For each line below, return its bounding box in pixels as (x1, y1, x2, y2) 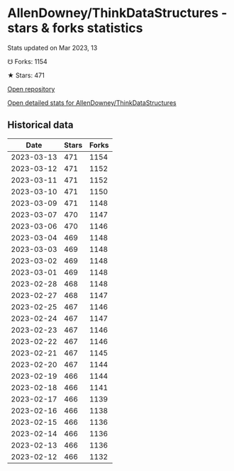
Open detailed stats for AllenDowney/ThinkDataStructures (7, 98, 177, 107)
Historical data (7, 119, 74, 131)
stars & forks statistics (7, 20, 143, 36)
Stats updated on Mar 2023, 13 (7, 43, 98, 52)
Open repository (7, 84, 55, 93)
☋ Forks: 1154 (7, 57, 48, 65)
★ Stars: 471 (7, 71, 45, 79)
